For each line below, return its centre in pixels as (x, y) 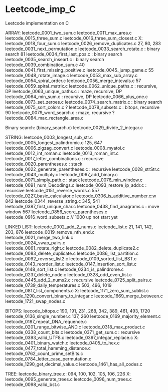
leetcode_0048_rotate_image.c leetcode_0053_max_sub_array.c (71, 75)
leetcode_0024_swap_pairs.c (35, 243)
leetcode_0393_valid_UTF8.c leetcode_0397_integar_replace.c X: (72, 337)
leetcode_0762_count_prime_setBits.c (44, 353)
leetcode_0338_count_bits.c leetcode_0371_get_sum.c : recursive (73, 332)
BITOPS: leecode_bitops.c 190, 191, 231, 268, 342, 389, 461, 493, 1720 (78, 311)
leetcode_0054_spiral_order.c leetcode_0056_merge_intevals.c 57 (73, 81)
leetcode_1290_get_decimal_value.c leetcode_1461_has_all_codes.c (74, 364)
